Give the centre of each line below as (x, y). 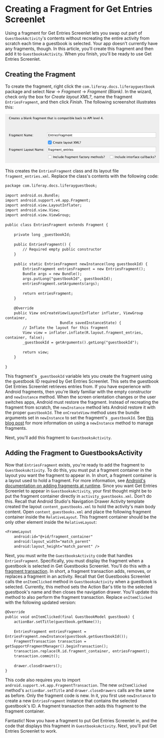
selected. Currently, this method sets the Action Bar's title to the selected (79, 587)
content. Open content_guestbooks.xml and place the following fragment (78, 512)
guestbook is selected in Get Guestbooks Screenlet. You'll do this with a (78, 566)
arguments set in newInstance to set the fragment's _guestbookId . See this (79, 418)
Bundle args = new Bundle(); (52, 274)
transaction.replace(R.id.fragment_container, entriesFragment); (82, 651)
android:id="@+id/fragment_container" (53, 537)
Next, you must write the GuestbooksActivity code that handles (69, 555)
